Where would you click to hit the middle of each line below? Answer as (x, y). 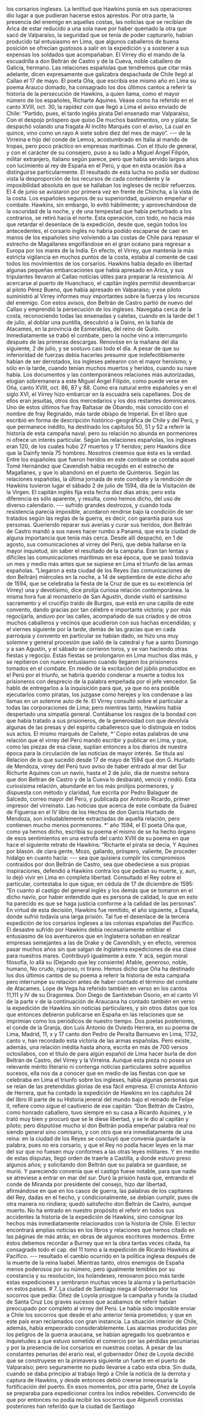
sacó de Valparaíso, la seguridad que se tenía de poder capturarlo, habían (100, 35)
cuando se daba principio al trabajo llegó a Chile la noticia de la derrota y (99, 1374)
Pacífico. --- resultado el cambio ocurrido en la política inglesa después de (101, 1256)
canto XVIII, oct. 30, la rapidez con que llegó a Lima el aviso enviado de (97, 107)
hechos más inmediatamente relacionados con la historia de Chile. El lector (101, 1223)
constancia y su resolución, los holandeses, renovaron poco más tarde (96, 1276)
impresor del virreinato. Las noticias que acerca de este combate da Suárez (102, 805)
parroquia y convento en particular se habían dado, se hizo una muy (93, 636)
